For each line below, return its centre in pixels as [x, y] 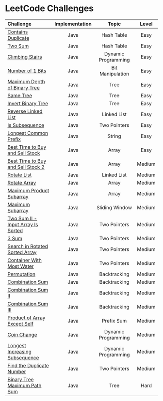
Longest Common [28, 133]
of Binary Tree [24, 88]
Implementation [73, 24]
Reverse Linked [25, 111]
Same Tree [20, 95]
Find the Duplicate [28, 365]
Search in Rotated [28, 246]
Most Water [21, 266]
